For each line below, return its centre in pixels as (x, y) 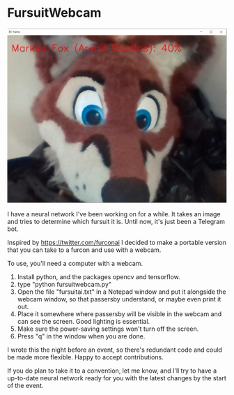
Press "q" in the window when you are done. (81, 336)
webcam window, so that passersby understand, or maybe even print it (119, 299)
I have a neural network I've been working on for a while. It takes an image (114, 214)
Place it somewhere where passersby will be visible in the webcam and (119, 314)
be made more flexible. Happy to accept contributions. (85, 357)
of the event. (25, 385)
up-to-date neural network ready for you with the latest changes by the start (117, 378)
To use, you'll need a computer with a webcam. (75, 263)
